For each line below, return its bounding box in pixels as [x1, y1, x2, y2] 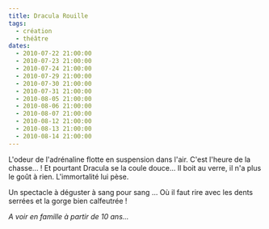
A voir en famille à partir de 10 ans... [8, 211, 129, 221]
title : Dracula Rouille [8, 11, 89, 20]
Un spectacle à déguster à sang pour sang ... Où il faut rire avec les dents [8, 187, 253, 197]
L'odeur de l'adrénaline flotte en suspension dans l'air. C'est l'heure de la [8, 155, 251, 164]
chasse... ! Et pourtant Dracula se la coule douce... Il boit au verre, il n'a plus [8, 163, 262, 172]
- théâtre [15, 34, 48, 43]
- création [15, 27, 53, 35]
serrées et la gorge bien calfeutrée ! [8, 196, 128, 206]
